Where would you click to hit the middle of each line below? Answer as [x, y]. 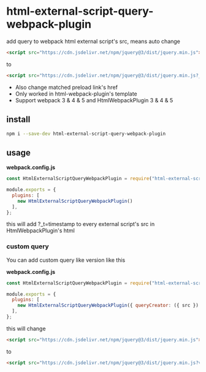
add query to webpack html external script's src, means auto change [93, 41]
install [18, 120]
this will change [26, 328]
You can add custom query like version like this [66, 260]
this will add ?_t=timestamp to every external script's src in [81, 224]
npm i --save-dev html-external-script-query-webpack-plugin [86, 134]
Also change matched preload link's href [67, 87]
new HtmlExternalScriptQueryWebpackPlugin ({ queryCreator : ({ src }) [108, 306]
